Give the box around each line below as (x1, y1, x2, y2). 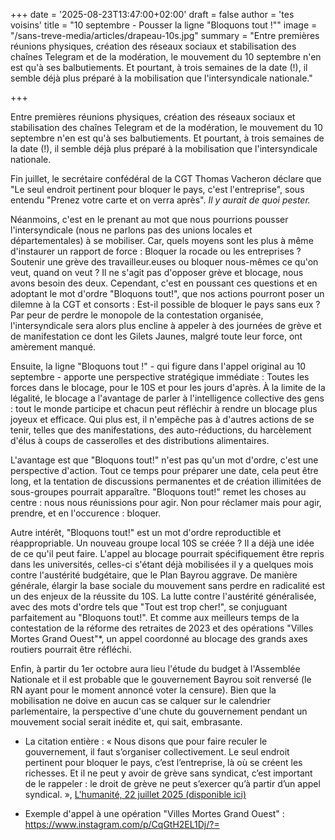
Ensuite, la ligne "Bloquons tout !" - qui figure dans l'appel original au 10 (10, 360, 307, 372)
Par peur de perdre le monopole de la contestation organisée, (10, 309, 264, 321)
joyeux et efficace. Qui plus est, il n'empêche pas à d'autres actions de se (10, 414, 315, 425)
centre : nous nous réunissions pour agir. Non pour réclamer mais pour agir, (10, 497, 322, 508)
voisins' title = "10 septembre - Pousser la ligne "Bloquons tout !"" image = (10, 19, 318, 31)
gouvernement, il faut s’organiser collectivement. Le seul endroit (24, 746, 290, 758)
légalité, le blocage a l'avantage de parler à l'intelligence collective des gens (10, 392, 325, 404)
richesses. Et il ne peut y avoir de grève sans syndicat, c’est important (24, 767, 313, 779)
